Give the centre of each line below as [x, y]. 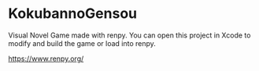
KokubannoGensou [73, 14]
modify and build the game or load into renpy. [82, 43]
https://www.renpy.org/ [46, 59]
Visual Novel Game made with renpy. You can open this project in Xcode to [129, 35]
